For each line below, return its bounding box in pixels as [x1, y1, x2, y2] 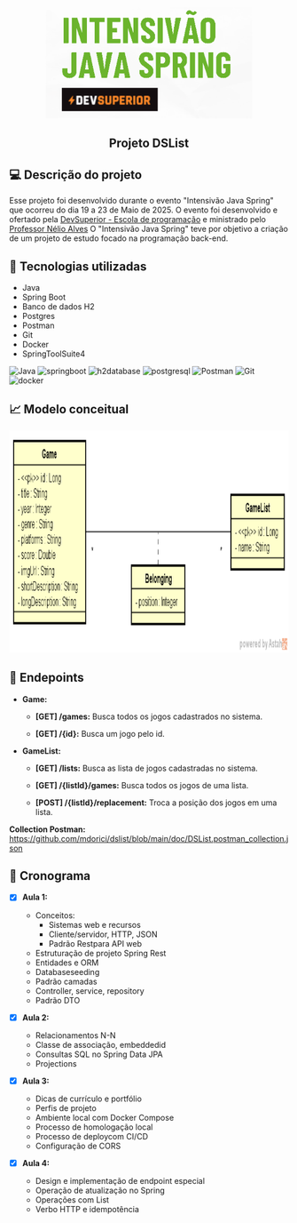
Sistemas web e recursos [48, 919, 142, 930]
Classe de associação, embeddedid [35, 1039, 167, 1050]
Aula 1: [21, 891, 48, 903]
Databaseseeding [35, 966, 100, 977]
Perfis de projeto [35, 1102, 98, 1113]
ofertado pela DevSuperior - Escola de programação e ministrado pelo [9, 214, 266, 225]
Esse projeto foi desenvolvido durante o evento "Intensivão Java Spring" [9, 196, 275, 206]
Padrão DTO [35, 995, 81, 1005]
